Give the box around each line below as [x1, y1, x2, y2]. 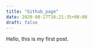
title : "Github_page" [6, 8, 59, 15]
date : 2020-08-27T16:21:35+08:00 [6, 14, 88, 20]
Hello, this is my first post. [6, 36, 69, 43]
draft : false [6, 19, 38, 25]
